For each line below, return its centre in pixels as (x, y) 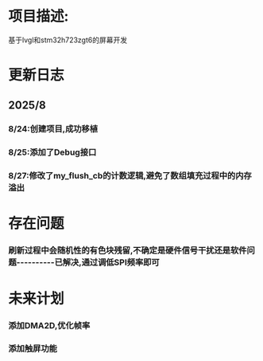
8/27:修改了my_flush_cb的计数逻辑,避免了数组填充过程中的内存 (130, 176)
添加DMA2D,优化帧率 (49, 325)
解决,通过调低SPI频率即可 (111, 262)
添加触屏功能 (33, 349)
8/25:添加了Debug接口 (52, 152)
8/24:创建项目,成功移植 (53, 129)
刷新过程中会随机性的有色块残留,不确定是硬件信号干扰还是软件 (128, 250)
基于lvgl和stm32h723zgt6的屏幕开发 (68, 40)
